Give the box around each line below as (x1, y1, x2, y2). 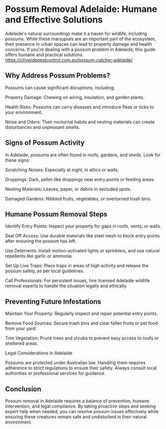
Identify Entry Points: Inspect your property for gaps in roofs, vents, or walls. (5, 223, 162, 229)
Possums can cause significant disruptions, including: (5, 85, 115, 91)
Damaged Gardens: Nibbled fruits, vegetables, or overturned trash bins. (5, 196, 152, 202)
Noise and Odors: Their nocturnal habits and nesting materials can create (5, 118, 155, 125)
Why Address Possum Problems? (5, 71, 111, 80)
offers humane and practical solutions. (5, 51, 84, 58)
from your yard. (5, 325, 37, 331)
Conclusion (5, 385, 42, 393)
